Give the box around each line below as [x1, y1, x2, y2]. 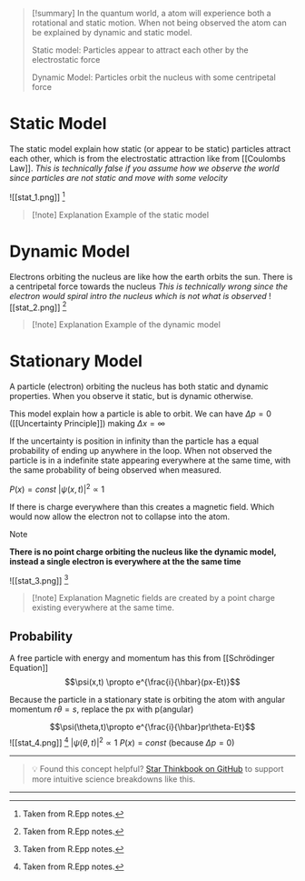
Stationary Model [9, 351, 143, 372]
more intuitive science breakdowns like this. [31, 773, 196, 785]
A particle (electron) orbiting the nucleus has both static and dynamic [9, 381, 270, 392]
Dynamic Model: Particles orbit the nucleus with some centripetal [31, 72, 277, 83]
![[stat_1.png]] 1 [9, 190, 65, 203]
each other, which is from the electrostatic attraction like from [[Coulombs [9, 153, 286, 164]
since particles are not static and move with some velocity [9, 172, 229, 183]
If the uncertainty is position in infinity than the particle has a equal [9, 435, 259, 446]
